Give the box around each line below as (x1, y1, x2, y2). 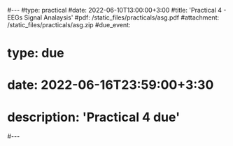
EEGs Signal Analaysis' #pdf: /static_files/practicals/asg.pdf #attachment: (7, 13, 220, 22)
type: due (7, 45, 64, 61)
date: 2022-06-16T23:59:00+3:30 (7, 77, 214, 93)
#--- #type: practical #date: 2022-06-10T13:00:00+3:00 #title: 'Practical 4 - (7, 6, 227, 14)
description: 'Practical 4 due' (7, 109, 181, 125)
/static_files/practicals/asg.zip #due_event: (7, 21, 131, 29)
